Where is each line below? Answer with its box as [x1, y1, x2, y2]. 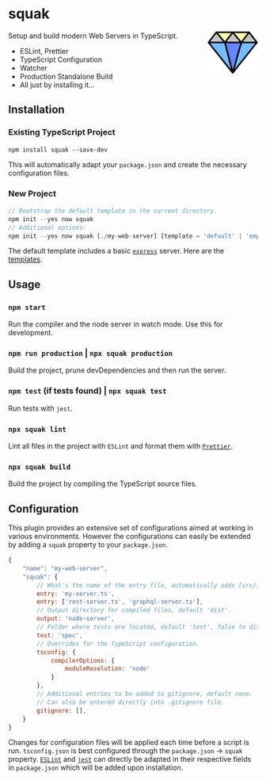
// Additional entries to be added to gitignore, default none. [36, 690, 253, 698]
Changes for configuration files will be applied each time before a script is [8, 738, 249, 747]
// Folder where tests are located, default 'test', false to [36, 623, 246, 631]
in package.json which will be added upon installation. [8, 763, 184, 773]
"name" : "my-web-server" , [22, 564, 108, 572]
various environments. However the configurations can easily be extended [8, 532, 251, 541]
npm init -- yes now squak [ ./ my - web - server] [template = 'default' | [8, 231, 243, 240]
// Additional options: [8, 224, 87, 231]
